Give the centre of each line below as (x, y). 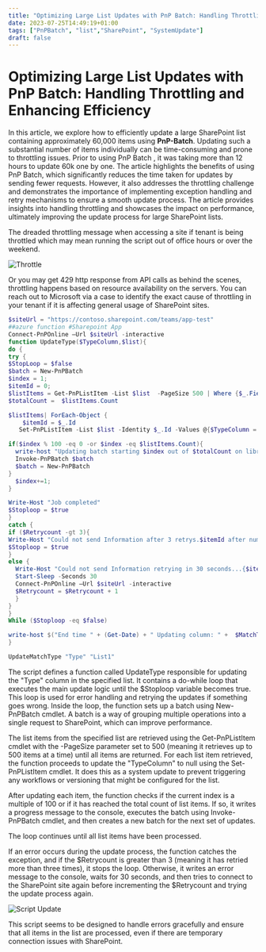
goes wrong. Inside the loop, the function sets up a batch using (111, 705)
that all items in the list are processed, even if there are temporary (116, 932)
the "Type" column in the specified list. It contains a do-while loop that (123, 680)
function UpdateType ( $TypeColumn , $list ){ (78, 342)
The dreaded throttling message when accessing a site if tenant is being (126, 232)
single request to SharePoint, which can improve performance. (110, 722)
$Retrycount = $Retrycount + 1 (67, 591)
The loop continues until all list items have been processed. (105, 836)
